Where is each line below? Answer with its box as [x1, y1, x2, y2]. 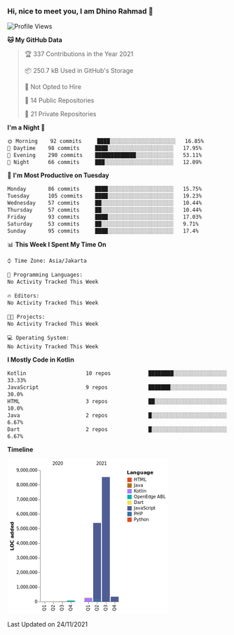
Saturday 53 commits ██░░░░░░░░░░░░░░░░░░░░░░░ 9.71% [7, 221, 199, 228]
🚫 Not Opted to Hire [24, 83, 82, 91]
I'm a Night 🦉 [7, 123, 46, 132]
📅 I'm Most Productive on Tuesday [7, 171, 110, 179]
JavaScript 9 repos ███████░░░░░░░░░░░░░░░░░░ [7, 384, 228, 391]
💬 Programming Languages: [7, 271, 83, 279]
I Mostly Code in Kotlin [7, 355, 75, 364]
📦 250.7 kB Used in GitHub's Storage [24, 67, 134, 75]
